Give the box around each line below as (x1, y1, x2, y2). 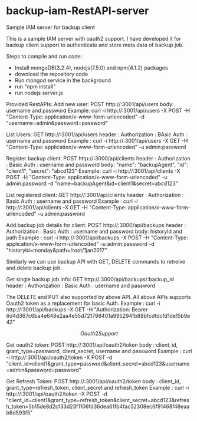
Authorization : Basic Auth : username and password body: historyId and (6, 228, 183, 235)
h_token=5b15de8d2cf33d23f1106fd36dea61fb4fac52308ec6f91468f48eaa (6, 403, 190, 410)
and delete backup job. (6, 264, 62, 271)
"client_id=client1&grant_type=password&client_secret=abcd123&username (6, 360, 190, 367)
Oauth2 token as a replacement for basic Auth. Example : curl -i (6, 300, 160, 307)
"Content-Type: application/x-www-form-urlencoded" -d (6, 113, 145, 120)
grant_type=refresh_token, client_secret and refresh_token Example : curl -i (6, 384, 189, 391)
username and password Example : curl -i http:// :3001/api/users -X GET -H (6, 137, 188, 144)
